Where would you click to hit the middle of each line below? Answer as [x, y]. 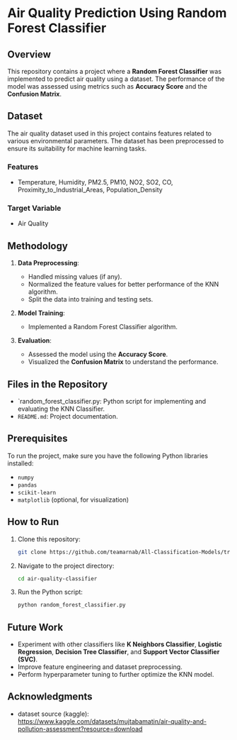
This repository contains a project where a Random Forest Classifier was [114, 71]
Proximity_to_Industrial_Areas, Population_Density [90, 190]
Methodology [38, 246]
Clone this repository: [49, 539]
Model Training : [41, 313]
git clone [32, 552]
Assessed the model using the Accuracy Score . [98, 354]
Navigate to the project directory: [66, 565]
